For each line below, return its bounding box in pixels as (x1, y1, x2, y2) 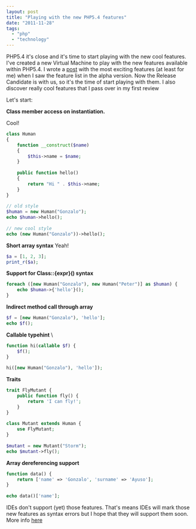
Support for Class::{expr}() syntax (6, 270, 94, 277)
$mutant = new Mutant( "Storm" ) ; (6, 443, 87, 449)
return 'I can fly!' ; (27, 398, 82, 404)
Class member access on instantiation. (6, 108, 106, 115)
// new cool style (6, 225, 52, 231)
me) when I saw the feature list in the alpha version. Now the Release (6, 72, 176, 79)
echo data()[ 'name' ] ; (6, 493, 60, 499)
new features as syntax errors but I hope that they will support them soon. (6, 510, 189, 517)
